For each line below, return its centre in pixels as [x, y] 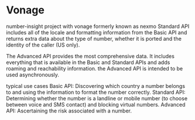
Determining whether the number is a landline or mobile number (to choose [97, 98]
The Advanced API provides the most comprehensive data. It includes [90, 56]
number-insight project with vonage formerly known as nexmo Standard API [98, 26]
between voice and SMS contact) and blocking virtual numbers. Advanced [96, 104]
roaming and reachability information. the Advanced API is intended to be [95, 68]
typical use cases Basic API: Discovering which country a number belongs [96, 86]
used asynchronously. [33, 75]
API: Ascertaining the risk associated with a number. [69, 111]
